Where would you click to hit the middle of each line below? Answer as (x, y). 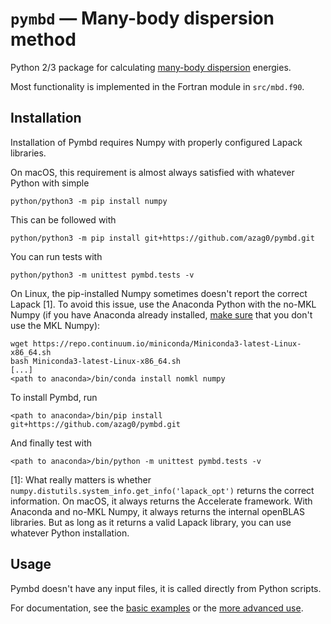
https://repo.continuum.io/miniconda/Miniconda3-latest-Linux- (167, 343)
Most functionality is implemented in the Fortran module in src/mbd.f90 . (157, 86)
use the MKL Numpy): (55, 325)
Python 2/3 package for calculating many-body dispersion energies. (151, 67)
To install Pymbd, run (54, 397)
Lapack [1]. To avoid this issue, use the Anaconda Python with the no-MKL (163, 304)
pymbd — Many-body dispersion (142, 18)
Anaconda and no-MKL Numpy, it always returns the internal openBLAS (158, 511)
